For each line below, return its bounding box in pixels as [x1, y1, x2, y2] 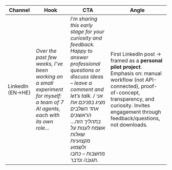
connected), [110, 83, 140, 89]
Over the [35, 47, 57, 54]
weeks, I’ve [35, 60, 63, 67]
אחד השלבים [70, 105, 99, 112]
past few [35, 54, 57, 61]
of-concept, [110, 89, 140, 96]
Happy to [70, 47, 93, 54]
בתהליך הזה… [70, 118, 101, 125]
